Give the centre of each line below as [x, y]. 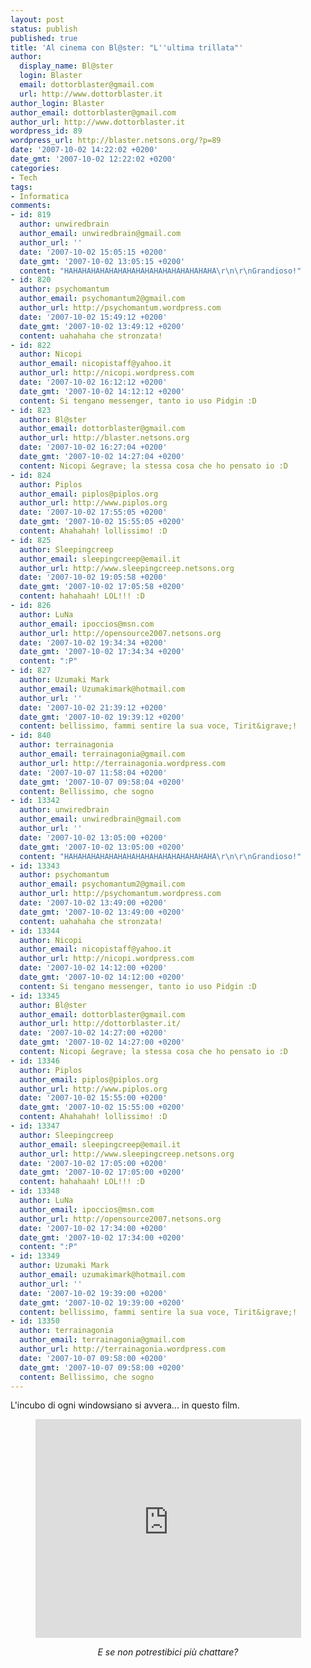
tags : [21, 187]
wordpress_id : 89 [46, 131]
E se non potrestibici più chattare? [168, 1652]
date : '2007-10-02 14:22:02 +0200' [84, 150]
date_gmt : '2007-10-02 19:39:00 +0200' [102, 1302]
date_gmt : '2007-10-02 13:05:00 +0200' [102, 847]
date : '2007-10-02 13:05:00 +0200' [93, 837]
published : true [44, 38]
